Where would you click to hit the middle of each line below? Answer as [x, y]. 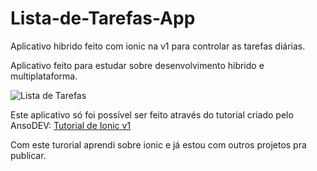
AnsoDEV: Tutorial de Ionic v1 [71, 125]
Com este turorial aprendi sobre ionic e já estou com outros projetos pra [158, 144]
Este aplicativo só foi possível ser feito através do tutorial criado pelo [152, 114]
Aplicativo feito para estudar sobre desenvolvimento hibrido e [137, 65]
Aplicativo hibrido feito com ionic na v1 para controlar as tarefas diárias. [158, 46]
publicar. [28, 155]
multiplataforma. [44, 76]
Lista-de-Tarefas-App [103, 18]
